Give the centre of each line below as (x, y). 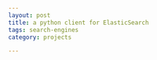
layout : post (29, 15)
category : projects (40, 37)
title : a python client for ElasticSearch (78, 23)
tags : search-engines (44, 30)
